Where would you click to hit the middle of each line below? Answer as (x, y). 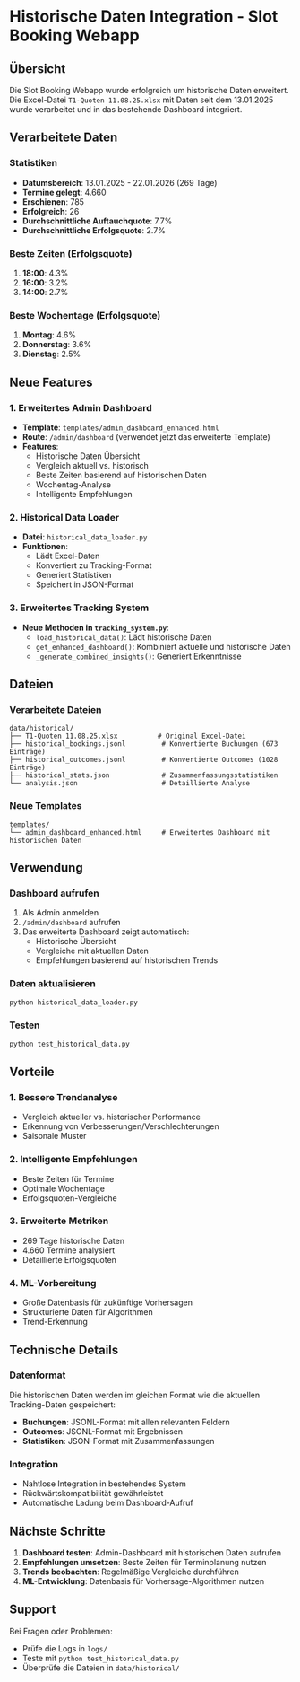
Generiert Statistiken (73, 575)
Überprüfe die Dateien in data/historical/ (101, 1668)
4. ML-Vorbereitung (53, 1283)
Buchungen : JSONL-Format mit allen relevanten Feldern (126, 1422)
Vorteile (32, 1071)
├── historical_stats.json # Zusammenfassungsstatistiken (144, 775)
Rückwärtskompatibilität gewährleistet (93, 1494)
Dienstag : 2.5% (51, 354)
